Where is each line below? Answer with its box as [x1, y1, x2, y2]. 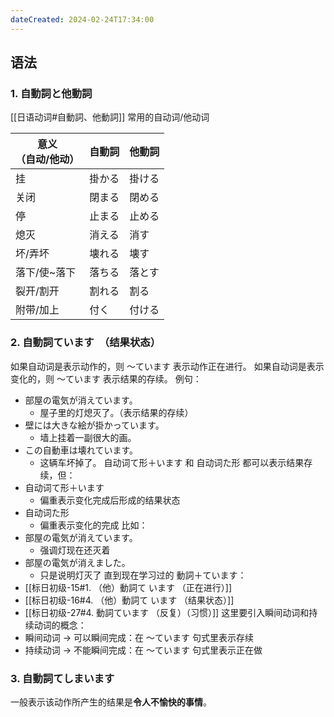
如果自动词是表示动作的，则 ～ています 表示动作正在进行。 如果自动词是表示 [10, 360, 325, 372]
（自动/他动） [15, 152, 80, 166]
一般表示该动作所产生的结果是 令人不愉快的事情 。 [10, 696, 212, 708]
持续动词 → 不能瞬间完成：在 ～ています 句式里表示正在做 [24, 644, 263, 656]
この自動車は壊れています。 [24, 444, 138, 456]
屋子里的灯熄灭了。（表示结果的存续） [39, 406, 194, 418]
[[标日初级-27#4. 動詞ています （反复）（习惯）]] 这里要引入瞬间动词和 [24, 606, 310, 618]
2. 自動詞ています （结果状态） [10, 336, 161, 350]
